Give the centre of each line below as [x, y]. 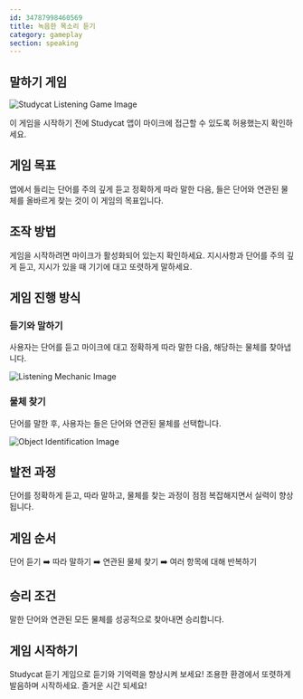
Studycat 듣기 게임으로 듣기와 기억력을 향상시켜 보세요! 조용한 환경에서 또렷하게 [150, 674]
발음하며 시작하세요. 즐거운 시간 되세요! [78, 685]
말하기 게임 [38, 82]
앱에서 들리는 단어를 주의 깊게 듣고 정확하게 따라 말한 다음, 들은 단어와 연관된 [144, 189]
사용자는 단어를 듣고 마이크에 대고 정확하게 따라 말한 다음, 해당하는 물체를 [138, 347]
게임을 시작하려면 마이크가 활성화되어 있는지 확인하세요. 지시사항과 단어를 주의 [147, 255]
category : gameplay [46, 34]
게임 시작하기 [44, 651]
